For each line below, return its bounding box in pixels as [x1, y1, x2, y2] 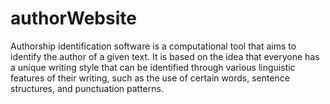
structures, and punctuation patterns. [10, 82, 164, 94]
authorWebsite [10, 7, 137, 30]
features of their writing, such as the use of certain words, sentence [10, 72, 291, 84]
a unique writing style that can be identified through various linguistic [10, 61, 296, 73]
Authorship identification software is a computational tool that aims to [10, 40, 297, 52]
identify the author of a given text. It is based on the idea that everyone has [10, 50, 320, 62]
